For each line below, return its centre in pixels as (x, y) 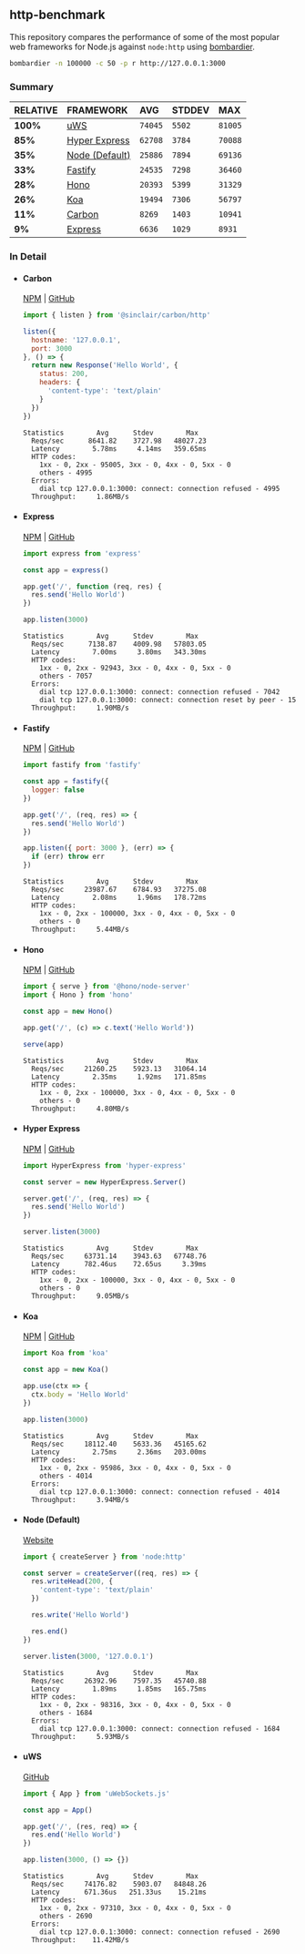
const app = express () (66, 570)
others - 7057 (66, 676)
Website (38, 1540)
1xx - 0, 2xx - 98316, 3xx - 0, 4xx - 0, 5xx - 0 (135, 1704)
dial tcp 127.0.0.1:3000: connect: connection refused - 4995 (160, 488)
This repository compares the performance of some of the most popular (145, 36)
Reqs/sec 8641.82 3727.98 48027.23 (119, 441)
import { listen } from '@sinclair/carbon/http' (117, 315)
